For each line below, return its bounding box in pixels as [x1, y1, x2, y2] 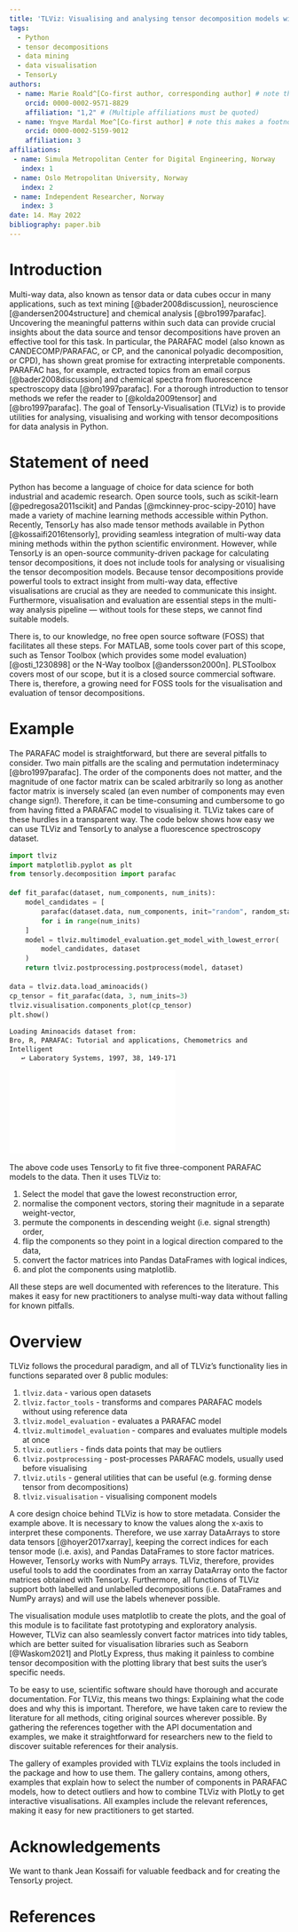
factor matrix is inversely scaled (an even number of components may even [9, 786, 286, 796]
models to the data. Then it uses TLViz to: [9, 1172, 161, 1183]
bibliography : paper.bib [9, 220, 101, 230]
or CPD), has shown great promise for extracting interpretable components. [9, 355, 286, 366]
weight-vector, [21, 1207, 76, 1218]
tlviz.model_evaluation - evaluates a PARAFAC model [21, 1416, 222, 1427]
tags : [9, 23, 29, 33]
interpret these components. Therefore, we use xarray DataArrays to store [9, 1527, 281, 1538]
